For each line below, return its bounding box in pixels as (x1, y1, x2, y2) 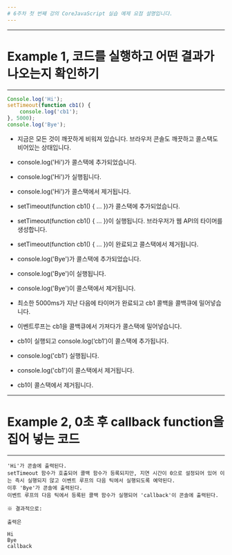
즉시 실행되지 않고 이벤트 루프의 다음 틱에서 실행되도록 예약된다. (14, 477, 175, 484)
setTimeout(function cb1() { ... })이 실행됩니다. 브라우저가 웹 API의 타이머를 (17, 216, 223, 225)
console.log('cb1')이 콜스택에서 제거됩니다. (17, 366, 135, 374)
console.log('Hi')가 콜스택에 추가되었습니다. (17, 158, 137, 166)
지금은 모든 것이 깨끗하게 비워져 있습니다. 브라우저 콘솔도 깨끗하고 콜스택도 (17, 134, 219, 142)
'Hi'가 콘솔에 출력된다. (7, 462, 67, 469)
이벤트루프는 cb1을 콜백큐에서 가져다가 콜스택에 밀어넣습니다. (17, 322, 182, 330)
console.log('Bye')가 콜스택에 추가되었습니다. (17, 254, 142, 263)
